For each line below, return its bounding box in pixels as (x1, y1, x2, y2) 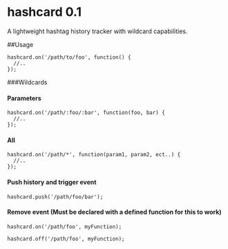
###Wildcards (7, 77, 48, 86)
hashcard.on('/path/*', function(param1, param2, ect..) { (7, 151, 181, 158)
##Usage (7, 40, 34, 48)
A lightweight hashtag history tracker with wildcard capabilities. (7, 27, 188, 35)
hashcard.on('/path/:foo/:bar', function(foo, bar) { (7, 109, 166, 116)
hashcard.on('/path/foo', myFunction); (7, 223, 122, 230)
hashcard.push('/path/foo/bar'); (7, 193, 104, 201)
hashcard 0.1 (7, 4, 82, 20)
